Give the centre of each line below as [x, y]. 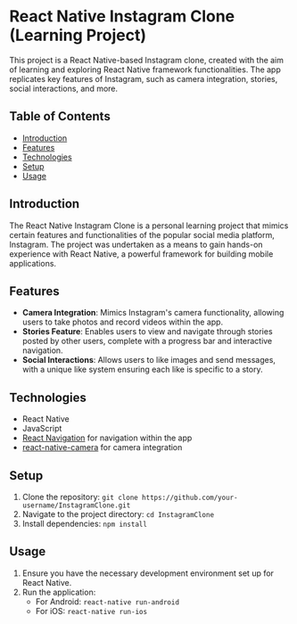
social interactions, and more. [64, 88]
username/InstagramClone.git [76, 505]
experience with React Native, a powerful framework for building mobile [141, 254]
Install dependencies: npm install [84, 524]
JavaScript [42, 429]
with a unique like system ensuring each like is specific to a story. [142, 369]
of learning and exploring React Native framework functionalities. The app [145, 70]
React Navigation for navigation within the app [107, 438]
